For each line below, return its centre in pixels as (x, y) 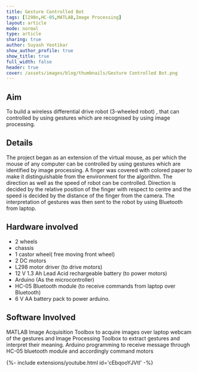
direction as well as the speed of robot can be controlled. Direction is (91, 182)
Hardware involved (42, 227)
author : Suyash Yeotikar (37, 45)
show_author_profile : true (40, 51)
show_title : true (28, 56)
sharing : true (24, 39)
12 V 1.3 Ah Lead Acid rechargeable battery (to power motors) (91, 273)
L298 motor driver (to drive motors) (59, 267)
